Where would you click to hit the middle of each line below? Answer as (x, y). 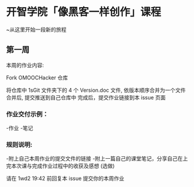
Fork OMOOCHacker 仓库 (37, 78)
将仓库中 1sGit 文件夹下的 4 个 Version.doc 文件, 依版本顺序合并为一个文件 (96, 90)
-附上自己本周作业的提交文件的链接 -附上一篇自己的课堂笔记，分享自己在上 (97, 159)
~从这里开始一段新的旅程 (36, 29)
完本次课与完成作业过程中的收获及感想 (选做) (60, 166)
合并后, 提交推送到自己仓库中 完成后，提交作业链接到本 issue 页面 (86, 97)
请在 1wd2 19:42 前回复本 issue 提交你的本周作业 (65, 178)
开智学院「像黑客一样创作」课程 (84, 12)
